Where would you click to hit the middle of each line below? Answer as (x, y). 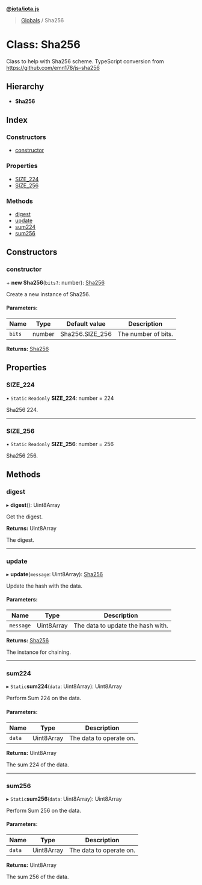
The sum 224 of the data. (38, 765)
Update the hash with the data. (44, 586)
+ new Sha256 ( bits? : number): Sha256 (56, 282)
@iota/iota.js (23, 9)
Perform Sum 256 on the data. (44, 810)
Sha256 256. (22, 455)
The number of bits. (145, 334)
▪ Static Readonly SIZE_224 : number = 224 (60, 398)
